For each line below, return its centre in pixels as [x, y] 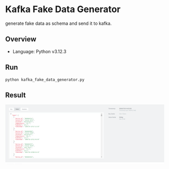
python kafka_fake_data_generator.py [45, 79]
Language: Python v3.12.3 [39, 51]
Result [16, 95]
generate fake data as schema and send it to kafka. [59, 23]
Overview [21, 39]
